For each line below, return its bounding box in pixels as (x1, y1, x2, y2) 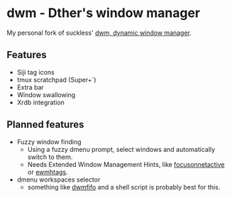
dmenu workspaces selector (16, 175, 101, 184)
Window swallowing (16, 90, 76, 99)
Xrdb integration (16, 98, 65, 106)
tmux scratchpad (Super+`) (16, 75, 96, 84)
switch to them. (27, 153, 73, 161)
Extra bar (16, 83, 44, 92)
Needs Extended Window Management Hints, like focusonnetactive (27, 160, 225, 168)
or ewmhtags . (27, 167, 68, 176)
